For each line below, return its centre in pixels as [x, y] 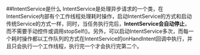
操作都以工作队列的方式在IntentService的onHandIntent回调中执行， [104, 39]
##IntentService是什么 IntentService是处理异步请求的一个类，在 [85, 9]
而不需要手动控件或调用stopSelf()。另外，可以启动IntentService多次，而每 [98, 31]
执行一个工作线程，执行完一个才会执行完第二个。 [82, 46]
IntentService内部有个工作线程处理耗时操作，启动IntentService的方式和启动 [99, 16]
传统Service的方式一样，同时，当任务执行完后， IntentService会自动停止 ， [98, 24]
